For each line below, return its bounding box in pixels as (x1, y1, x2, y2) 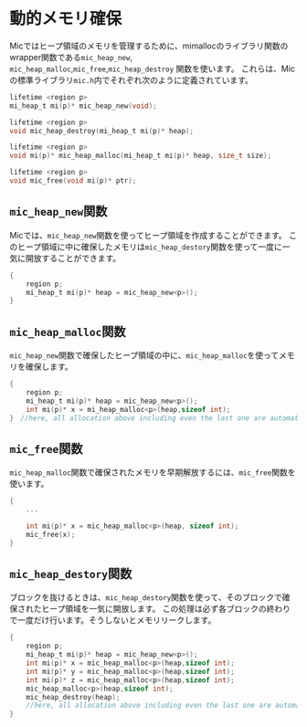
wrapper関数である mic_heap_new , (9, 51, 132, 62)
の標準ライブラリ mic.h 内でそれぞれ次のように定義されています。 (9, 74, 253, 85)
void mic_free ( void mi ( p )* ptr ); (9, 176, 137, 185)
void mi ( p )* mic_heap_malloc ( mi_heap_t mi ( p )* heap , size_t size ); (9, 152, 272, 161)
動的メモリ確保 (9, 8, 122, 29)
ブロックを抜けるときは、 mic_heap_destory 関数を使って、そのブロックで (9, 592, 283, 603)
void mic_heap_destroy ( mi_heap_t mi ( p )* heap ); (9, 126, 195, 135)
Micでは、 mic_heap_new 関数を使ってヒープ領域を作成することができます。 (9, 229, 288, 240)
